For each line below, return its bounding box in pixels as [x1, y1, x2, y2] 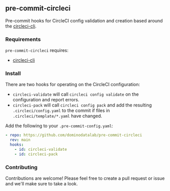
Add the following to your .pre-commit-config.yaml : [5, 123, 114, 129]
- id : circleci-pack [14, 151, 58, 157]
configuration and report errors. [12, 97, 80, 103]
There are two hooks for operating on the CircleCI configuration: [5, 81, 140, 88]
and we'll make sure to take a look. [5, 181, 78, 187]
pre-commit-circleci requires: [5, 47, 69, 53]
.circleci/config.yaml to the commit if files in [12, 107, 110, 114]
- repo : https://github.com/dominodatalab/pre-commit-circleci [5, 132, 143, 138]
